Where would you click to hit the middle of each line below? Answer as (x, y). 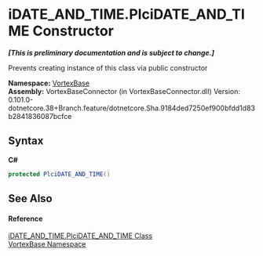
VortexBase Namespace (47, 244)
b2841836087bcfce (40, 116)
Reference (26, 218)
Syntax (26, 141)
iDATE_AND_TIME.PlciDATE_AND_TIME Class (80, 236)
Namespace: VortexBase (49, 83)
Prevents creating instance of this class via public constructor (108, 67)
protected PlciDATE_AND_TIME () (59, 174)
